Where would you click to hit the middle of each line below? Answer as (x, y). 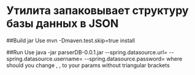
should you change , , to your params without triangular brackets (88, 65)
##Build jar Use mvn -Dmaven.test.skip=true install (71, 40)
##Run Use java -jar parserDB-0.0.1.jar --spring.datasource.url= (87, 52)
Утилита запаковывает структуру (97, 11)
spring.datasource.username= (45, 59)
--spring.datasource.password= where (133, 59)
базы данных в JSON (63, 23)
